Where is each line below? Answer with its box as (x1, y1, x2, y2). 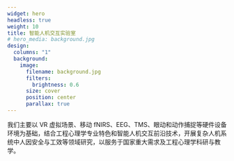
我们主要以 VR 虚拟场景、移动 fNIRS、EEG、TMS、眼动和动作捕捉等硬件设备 (7, 120, 227, 128)
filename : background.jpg (25, 68, 101, 75)
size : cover (25, 87, 61, 94)
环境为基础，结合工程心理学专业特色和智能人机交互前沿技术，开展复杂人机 (7, 129, 221, 137)
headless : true (7, 17, 52, 24)
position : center (25, 94, 77, 101)
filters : (25, 74, 52, 82)
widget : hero (7, 10, 45, 17)
